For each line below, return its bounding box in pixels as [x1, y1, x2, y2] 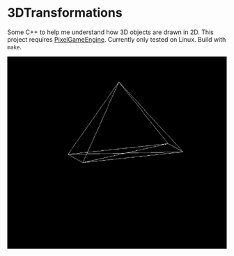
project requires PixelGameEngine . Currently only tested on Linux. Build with [7, 35, 226, 43]
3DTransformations [7, 5, 123, 21]
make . [7, 42, 22, 51]
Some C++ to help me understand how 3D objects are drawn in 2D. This [7, 28, 214, 36]
